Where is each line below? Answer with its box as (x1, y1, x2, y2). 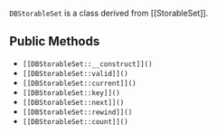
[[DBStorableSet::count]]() (22, 117, 128, 126)
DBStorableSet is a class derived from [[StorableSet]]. (9, 8, 209, 18)
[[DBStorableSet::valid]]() (22, 69, 128, 78)
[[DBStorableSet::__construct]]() (22, 59, 153, 69)
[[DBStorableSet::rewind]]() (22, 108, 133, 117)
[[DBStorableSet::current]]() (22, 79, 137, 88)
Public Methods (9, 33, 100, 49)
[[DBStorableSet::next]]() (22, 98, 125, 107)
